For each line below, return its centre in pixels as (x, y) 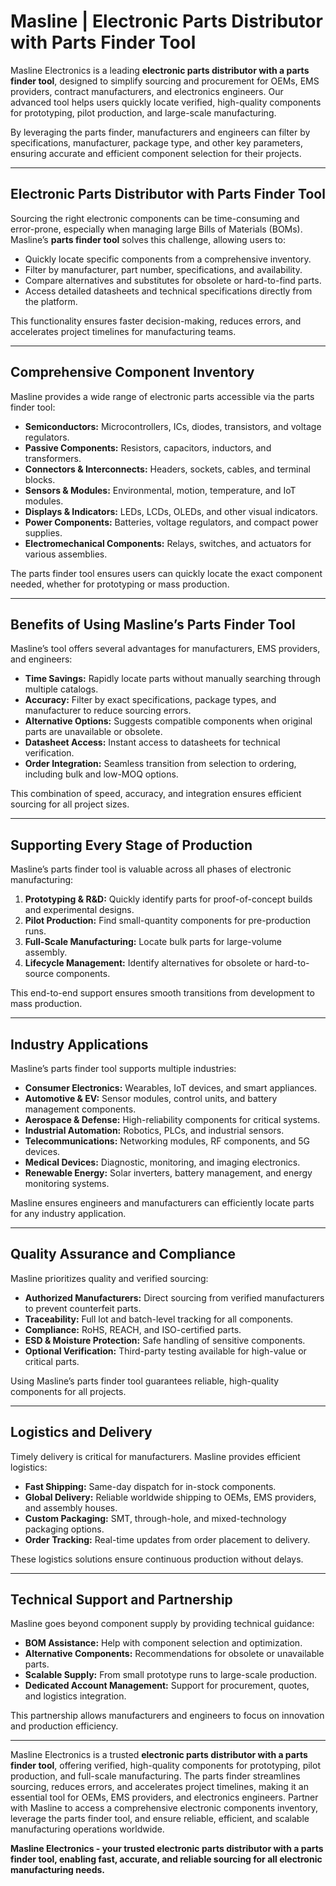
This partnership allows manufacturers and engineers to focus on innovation (167, 1716)
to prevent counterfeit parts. (83, 1308)
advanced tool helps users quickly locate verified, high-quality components (166, 102)
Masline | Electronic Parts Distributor (166, 21)
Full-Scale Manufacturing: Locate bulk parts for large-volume (153, 942)
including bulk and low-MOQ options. (101, 774)
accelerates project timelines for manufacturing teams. (123, 331)
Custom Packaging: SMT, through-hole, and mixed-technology (155, 1518)
